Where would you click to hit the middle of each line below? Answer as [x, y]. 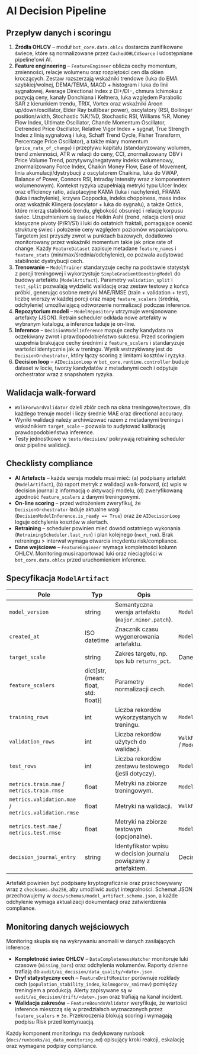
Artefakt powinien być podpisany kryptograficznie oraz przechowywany [94, 883]
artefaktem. [131, 868]
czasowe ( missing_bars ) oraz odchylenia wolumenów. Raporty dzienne [101, 965]
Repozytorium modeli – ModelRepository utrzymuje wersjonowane [96, 311]
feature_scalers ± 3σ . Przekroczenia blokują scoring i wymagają [93, 1016]
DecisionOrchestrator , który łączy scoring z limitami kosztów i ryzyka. [100, 355]
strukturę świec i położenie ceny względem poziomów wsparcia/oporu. [102, 230]
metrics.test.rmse [35, 833]
